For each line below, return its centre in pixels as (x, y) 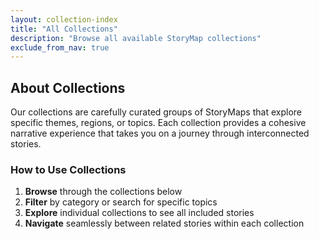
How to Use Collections (68, 169)
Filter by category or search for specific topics (121, 202)
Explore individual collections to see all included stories (139, 213)
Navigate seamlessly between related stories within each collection (164, 223)
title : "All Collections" (64, 29)
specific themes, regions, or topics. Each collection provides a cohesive (158, 123)
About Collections (68, 87)
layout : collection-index (64, 19)
